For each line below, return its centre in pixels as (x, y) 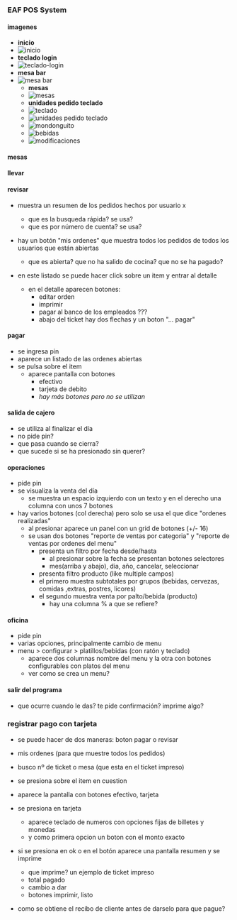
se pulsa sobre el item (50, 366)
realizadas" (34, 521)
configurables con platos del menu (79, 666)
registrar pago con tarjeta (52, 724)
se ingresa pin (38, 351)
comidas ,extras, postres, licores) (87, 589)
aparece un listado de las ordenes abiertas (80, 358)
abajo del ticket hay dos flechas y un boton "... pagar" (117, 319)
